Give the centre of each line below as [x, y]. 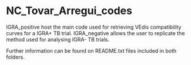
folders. [15, 57]
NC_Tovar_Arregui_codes [69, 11]
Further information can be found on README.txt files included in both [91, 50]
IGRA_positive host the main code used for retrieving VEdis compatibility [94, 27]
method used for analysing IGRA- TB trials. [58, 39]
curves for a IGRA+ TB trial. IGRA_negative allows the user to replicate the [95, 33]
